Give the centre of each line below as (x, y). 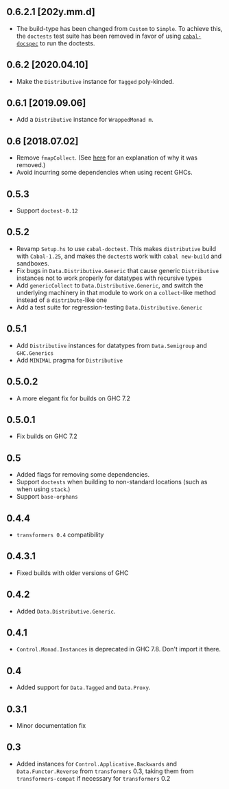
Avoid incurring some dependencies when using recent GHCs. (104, 173)
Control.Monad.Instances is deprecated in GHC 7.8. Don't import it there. (118, 649)
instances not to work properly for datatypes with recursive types (109, 278)
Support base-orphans (47, 497)
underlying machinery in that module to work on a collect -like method (116, 292)
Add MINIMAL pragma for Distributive (70, 360)
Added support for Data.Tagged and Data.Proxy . (83, 687)
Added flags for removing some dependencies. (83, 475)
